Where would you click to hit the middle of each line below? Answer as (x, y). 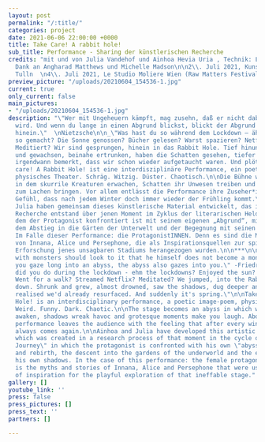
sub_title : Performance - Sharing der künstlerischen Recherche (116, 52)
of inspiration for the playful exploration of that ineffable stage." (136, 375)
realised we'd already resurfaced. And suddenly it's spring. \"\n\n (130, 294)
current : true (32, 89)
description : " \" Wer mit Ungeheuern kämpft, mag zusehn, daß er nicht (127, 118)
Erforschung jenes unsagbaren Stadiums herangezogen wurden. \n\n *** (130, 250)
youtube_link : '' (37, 390)
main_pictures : (33, 103)
